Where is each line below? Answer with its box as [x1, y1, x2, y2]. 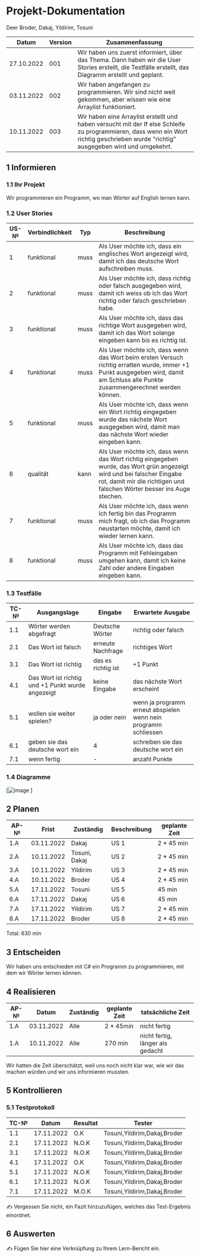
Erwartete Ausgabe [133, 608, 190, 616]
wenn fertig [28, 755, 61, 763]
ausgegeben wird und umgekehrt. [77, 142, 173, 151]
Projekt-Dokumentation [6, 4, 126, 18]
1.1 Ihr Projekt [6, 180, 45, 189]
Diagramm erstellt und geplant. [77, 70, 164, 79]
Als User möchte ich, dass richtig [98, 274, 191, 282]
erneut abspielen [133, 706, 180, 714]
